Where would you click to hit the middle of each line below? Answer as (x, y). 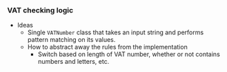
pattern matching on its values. (71, 40)
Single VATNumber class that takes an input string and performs (116, 32)
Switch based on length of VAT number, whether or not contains (129, 54)
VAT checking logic (40, 10)
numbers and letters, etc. (73, 62)
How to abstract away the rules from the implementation (107, 47)
